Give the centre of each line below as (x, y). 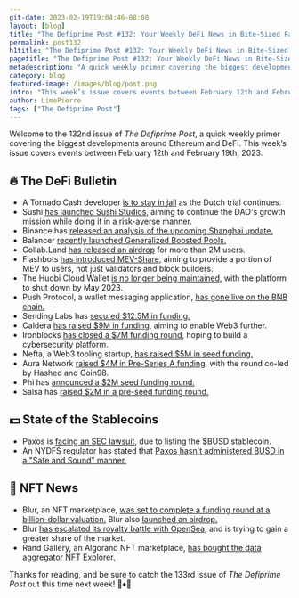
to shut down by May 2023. (72, 288)
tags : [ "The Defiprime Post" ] (65, 109)
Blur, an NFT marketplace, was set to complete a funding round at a (146, 510)
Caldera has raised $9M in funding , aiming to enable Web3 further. (145, 325)
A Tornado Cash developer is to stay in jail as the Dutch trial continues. (152, 202)
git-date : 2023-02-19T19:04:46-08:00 (79, 17)
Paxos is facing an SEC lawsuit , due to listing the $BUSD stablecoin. (146, 441)
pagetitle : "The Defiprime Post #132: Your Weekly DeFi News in (131, 59)
